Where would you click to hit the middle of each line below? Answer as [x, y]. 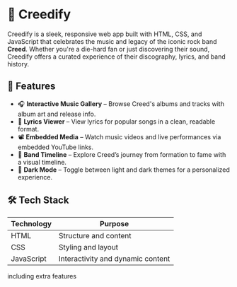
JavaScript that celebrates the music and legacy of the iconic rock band [112, 41]
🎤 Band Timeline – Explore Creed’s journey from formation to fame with [122, 154]
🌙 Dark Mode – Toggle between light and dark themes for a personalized [123, 170]
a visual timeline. [42, 162]
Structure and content [96, 235]
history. [18, 64]
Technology [31, 223]
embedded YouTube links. [56, 147]
